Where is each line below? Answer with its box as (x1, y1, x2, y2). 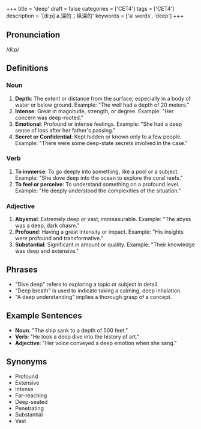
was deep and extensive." (14, 247, 79, 255)
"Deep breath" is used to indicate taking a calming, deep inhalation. (14, 287, 182, 294)
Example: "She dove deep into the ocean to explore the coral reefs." (14, 174, 183, 182)
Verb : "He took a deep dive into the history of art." (14, 333, 140, 340)
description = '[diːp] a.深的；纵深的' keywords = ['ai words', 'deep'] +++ (6, 12, 184, 19)
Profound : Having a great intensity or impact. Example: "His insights (14, 228, 184, 235)
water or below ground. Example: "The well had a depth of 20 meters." (14, 101, 190, 108)
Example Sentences (6, 311, 82, 321)
